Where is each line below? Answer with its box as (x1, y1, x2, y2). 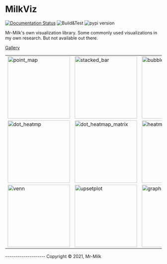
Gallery (5, 44, 20, 50)
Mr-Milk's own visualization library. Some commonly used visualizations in (5, 29, 158, 35)
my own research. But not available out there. (5, 35, 98, 41)
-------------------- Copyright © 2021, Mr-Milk (5, 253, 101, 259)
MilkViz (5, 3, 37, 15)
